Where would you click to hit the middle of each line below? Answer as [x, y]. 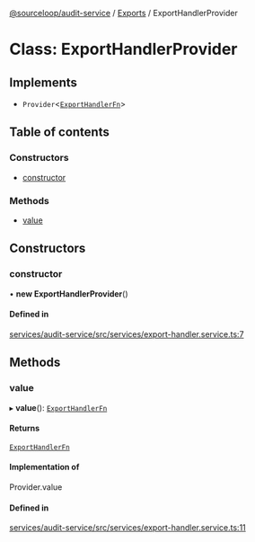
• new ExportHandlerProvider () [69, 293]
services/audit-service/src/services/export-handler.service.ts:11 [128, 528]
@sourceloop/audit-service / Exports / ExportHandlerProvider [123, 13]
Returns [25, 428]
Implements [44, 82]
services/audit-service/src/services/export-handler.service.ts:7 [127, 334]
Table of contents [59, 133]
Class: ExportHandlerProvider [123, 49]
